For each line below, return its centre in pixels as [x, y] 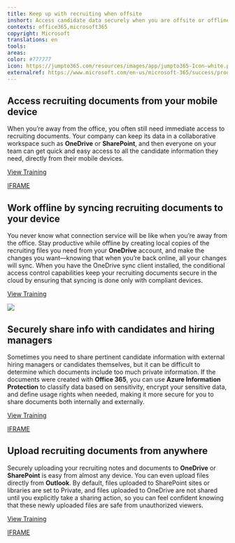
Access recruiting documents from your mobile [113, 101]
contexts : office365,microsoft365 [58, 27]
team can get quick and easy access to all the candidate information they [113, 151]
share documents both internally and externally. [76, 401]
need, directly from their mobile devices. [65, 159]
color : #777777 [29, 60]
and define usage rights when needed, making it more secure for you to [111, 394]
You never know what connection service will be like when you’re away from [117, 236]
